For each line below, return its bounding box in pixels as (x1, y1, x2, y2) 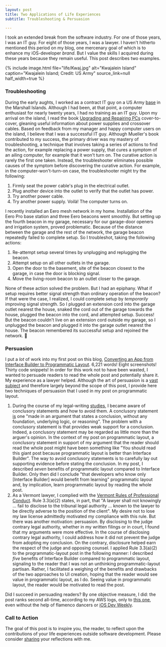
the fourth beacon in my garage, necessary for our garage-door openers (5, 219, 154, 225)
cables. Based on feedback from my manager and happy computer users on (5, 125, 161, 131)
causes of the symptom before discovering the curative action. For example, (5, 162, 161, 169)
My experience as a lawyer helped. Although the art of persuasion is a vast (5, 377, 158, 383)
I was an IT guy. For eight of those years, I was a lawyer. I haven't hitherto (5, 40, 156, 46)
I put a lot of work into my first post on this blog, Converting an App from (5, 356, 154, 362)
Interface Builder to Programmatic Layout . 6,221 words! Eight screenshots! (5, 361, 157, 367)
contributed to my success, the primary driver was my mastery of (5, 136, 139, 142)
